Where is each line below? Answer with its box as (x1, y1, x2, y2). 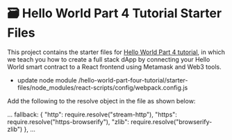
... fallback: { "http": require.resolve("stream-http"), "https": (7, 110, 177, 119)
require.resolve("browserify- (131, 117, 213, 125)
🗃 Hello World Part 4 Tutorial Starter (7, 6, 222, 21)
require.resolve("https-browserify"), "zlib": (7, 117, 130, 125)
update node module (17, 76, 78, 84)
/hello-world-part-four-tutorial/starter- (78, 76, 188, 84)
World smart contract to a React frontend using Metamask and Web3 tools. (7, 62, 222, 71)
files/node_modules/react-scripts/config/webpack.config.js (17, 83, 188, 91)
